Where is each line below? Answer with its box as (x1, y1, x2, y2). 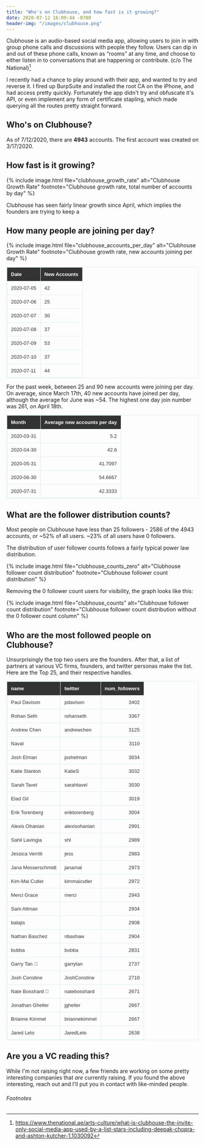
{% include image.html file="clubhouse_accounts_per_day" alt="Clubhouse (6, 242, 196, 249)
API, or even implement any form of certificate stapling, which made (6, 95, 178, 103)
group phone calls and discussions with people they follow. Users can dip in (6, 43, 197, 51)
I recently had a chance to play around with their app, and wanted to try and (6, 76, 197, 83)
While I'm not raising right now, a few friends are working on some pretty (6, 1067, 190, 1075)
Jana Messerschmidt (11, 864, 57, 871)
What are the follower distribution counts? (6, 509, 171, 520)
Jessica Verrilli (11, 851, 43, 857)
